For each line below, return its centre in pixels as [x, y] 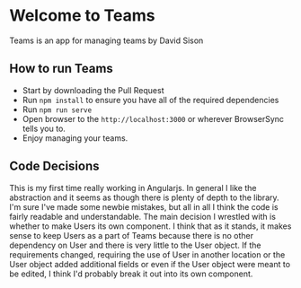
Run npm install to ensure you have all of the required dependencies [150, 100]
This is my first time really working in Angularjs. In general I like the [133, 188]
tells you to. [44, 128]
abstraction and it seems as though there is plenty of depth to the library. [145, 197]
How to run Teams [62, 69]
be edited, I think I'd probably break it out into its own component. [131, 274]
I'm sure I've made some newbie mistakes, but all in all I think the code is [144, 206]
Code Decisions [55, 166]
